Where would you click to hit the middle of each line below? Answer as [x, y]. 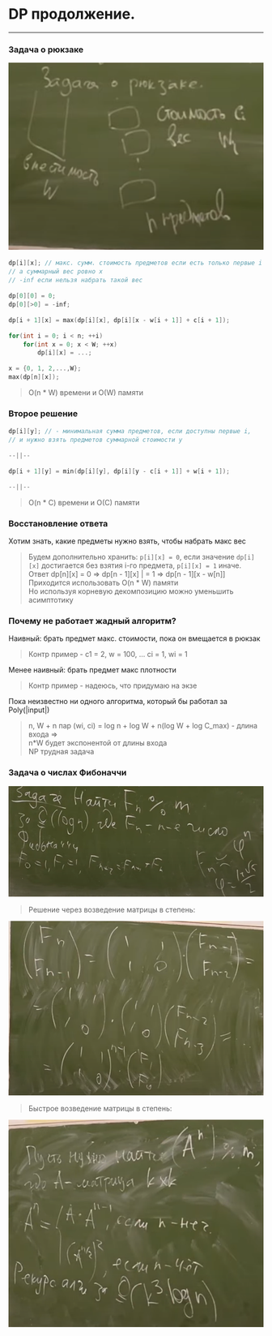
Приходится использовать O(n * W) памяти [103, 583]
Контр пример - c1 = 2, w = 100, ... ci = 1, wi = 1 [108, 655]
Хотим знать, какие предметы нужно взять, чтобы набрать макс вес [127, 541]
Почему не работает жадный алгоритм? [92, 621]
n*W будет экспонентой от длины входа [98, 743]
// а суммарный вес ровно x [56, 272]
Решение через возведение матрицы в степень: [112, 910]
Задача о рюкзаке [46, 49]
